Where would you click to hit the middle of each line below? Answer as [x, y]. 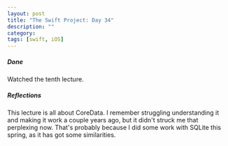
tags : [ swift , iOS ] [36, 40]
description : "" [31, 26]
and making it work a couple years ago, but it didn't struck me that [103, 120]
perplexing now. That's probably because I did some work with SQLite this [114, 128]
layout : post [26, 14]
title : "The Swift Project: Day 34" [60, 20]
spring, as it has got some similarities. [62, 135]
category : [22, 33]
